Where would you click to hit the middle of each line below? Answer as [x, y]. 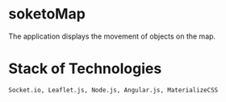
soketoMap [47, 14]
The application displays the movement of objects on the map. [112, 36]
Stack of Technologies [85, 69]
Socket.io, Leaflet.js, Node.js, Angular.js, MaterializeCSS [113, 90]
